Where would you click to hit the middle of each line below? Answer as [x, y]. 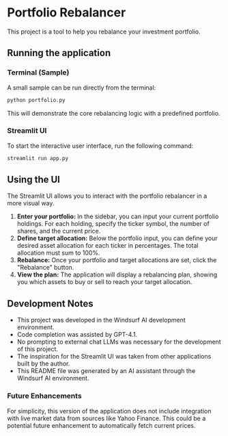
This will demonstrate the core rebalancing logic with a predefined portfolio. [114, 113]
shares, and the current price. [59, 231]
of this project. [38, 349]
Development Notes [50, 304]
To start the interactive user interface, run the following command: [100, 146]
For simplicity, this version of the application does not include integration [109, 411]
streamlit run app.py [38, 158]
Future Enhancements [44, 396]
